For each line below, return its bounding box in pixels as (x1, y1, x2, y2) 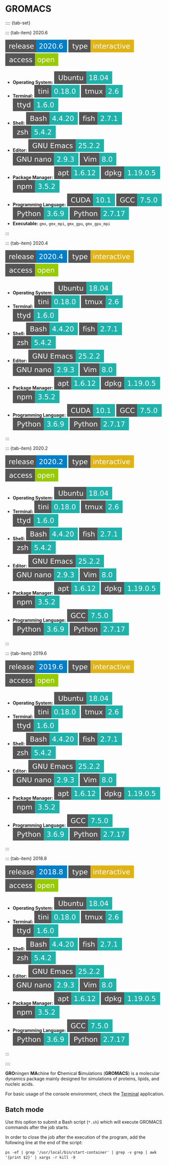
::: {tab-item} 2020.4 (5, 240, 48, 246)
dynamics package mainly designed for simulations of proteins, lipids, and (5, 1076, 159, 1082)
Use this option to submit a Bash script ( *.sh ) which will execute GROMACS (5, 1118, 162, 1125)
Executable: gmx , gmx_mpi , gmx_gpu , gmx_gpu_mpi (12, 220, 110, 227)
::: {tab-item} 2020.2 (5, 445, 48, 451)
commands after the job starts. (5, 1124, 69, 1130)
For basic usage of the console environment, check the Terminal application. (5, 1091, 164, 1097)
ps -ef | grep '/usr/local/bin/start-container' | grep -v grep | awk (5, 1150, 157, 1155)
